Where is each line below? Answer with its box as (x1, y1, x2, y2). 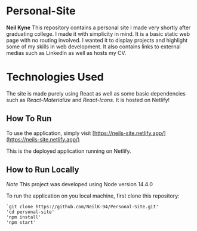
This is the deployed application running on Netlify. (6, 147, 131, 155)
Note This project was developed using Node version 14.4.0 (6, 180, 153, 187)
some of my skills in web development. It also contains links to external (6, 43, 181, 50)
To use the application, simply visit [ (6, 130, 94, 137)
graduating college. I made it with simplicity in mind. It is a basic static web (6, 30, 190, 37)
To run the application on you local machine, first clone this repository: (6, 192, 180, 199)
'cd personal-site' (6, 209, 55, 215)
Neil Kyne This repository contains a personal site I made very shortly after (6, 24, 191, 31)
